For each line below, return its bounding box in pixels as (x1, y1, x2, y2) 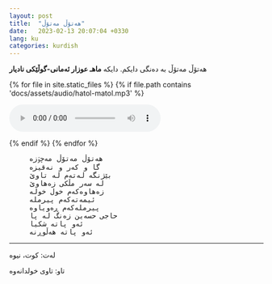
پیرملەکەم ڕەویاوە (29, 203, 100, 213)
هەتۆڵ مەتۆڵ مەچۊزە (29, 155, 103, 163)
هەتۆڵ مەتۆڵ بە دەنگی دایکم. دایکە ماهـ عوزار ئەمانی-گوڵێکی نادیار (9, 64, 207, 74)
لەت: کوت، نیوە (9, 250, 56, 260)
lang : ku (9, 34, 39, 43)
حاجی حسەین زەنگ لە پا (29, 211, 118, 221)
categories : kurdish (9, 42, 79, 50)
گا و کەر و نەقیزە (29, 163, 101, 172)
